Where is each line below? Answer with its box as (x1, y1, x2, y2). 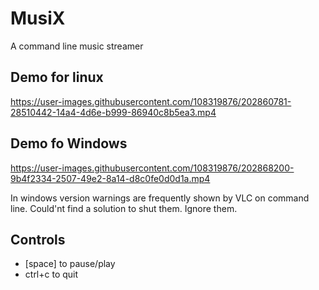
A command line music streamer (10, 40, 144, 52)
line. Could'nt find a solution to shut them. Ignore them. (10, 202, 238, 214)
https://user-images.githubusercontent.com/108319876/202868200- (10, 162, 295, 174)
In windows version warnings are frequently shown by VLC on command (10, 192, 310, 204)
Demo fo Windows (10, 135, 128, 152)
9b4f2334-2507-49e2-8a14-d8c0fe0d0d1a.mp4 (10, 172, 211, 184)
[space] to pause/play (24, 258, 116, 270)
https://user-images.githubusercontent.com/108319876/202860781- (10, 95, 292, 107)
